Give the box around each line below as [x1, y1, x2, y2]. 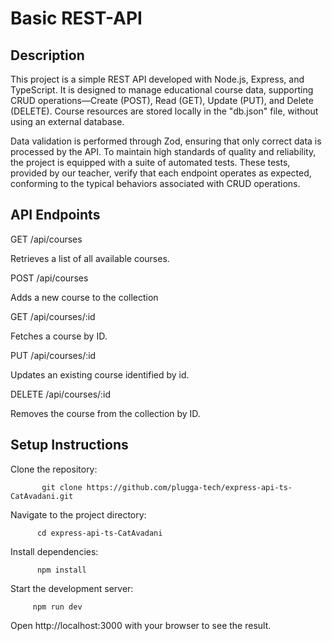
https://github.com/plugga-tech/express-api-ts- [86, 482, 293, 492]
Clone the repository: [10, 463, 98, 475]
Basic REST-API [10, 7, 143, 30]
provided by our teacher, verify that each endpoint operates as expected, [10, 167, 312, 179]
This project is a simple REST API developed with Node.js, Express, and [10, 73, 305, 85]
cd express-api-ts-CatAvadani [36, 528, 163, 538]
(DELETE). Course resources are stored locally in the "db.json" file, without [10, 105, 319, 117]
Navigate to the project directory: [10, 508, 147, 521]
